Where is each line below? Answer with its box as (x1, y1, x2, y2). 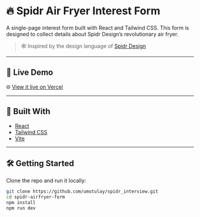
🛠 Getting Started (6, 158, 74, 168)
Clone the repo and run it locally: (6, 177, 86, 184)
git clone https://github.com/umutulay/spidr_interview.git (6, 188, 159, 194)
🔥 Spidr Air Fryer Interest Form (6, 4, 161, 18)
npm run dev (6, 205, 36, 211)
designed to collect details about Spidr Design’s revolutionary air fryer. (6, 30, 179, 37)
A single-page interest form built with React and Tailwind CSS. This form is (6, 24, 189, 31)
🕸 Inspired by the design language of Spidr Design (20, 42, 146, 49)
